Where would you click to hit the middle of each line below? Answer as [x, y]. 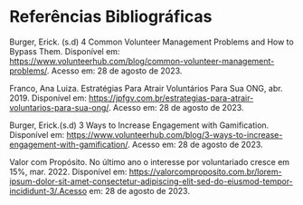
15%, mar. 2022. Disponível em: [68, 171]
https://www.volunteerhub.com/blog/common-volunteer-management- [142, 61]
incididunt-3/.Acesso [48, 190]
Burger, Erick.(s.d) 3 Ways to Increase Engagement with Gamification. [139, 125]
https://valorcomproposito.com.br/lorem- [205, 171]
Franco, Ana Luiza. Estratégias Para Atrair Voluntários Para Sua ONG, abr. [146, 88]
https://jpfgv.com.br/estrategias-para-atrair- [171, 98]
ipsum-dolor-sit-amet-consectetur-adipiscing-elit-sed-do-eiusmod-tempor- [151, 181]
